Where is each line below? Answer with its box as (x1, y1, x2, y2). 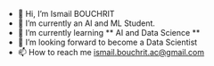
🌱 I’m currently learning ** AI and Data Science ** (17, 28, 201, 37)
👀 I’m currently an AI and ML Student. (17, 18, 156, 29)
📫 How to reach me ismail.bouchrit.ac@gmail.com (17, 47, 205, 57)
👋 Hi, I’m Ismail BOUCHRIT (17, 9, 115, 19)
